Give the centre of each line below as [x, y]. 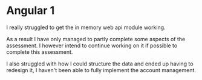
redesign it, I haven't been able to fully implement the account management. [101, 70]
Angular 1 [31, 11]
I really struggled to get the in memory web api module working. [86, 27]
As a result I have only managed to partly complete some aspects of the [96, 39]
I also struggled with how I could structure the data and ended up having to [100, 64]
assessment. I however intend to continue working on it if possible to [92, 45]
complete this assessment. [40, 52]
